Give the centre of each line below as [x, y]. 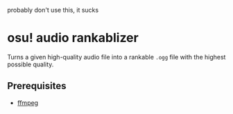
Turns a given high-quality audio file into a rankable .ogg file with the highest [116, 57]
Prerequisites [37, 86]
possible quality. [31, 64]
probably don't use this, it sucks [53, 10]
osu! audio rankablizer [73, 38]
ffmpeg [28, 102]
